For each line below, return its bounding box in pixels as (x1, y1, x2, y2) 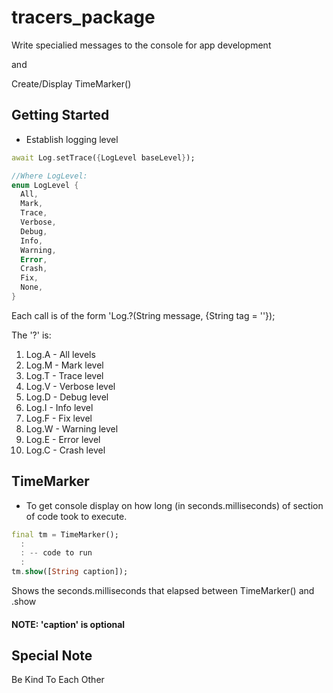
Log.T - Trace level (25, 369, 104, 381)
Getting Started (11, 107, 110, 124)
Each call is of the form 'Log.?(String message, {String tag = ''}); (11, 309, 276, 321)
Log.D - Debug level (25, 391, 109, 403)
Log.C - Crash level (25, 444, 106, 456)
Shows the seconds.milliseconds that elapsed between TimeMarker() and (11, 585, 315, 597)
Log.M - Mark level (25, 359, 104, 371)
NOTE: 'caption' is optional (11, 618, 126, 630)
